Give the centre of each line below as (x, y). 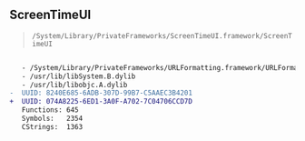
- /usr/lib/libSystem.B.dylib (79, 76)
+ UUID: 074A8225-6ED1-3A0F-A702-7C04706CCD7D (101, 102)
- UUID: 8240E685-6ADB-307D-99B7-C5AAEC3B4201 (101, 93)
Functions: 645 (50, 110)
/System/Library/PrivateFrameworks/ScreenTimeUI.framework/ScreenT (162, 35)
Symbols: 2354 (52, 119)
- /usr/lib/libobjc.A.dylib (74, 85)
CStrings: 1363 (52, 126)
